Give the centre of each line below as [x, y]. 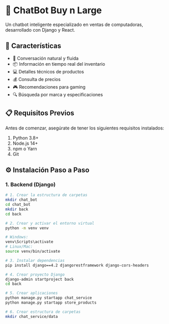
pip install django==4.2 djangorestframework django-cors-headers [77, 265]
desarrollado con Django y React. [40, 30]
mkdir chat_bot [21, 200]
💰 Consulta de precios [37, 79]
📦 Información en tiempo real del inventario [59, 64]
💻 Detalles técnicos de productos [48, 71]
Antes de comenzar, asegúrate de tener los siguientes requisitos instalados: [85, 128]
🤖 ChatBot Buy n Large [53, 10]
